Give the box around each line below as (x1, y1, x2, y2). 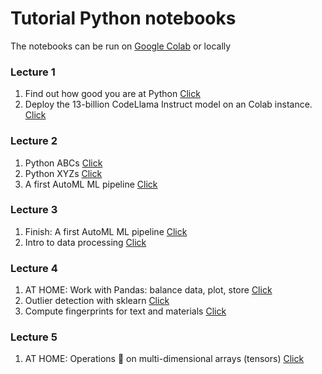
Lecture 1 (10, 65, 56, 79)
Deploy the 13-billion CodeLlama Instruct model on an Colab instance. (24, 98, 313, 111)
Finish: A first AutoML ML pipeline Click (24, 225, 188, 237)
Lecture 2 (10, 134, 58, 148)
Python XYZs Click (24, 167, 103, 179)
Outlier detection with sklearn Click (24, 295, 170, 307)
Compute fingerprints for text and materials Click (24, 305, 227, 317)
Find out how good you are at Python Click (24, 88, 201, 100)
